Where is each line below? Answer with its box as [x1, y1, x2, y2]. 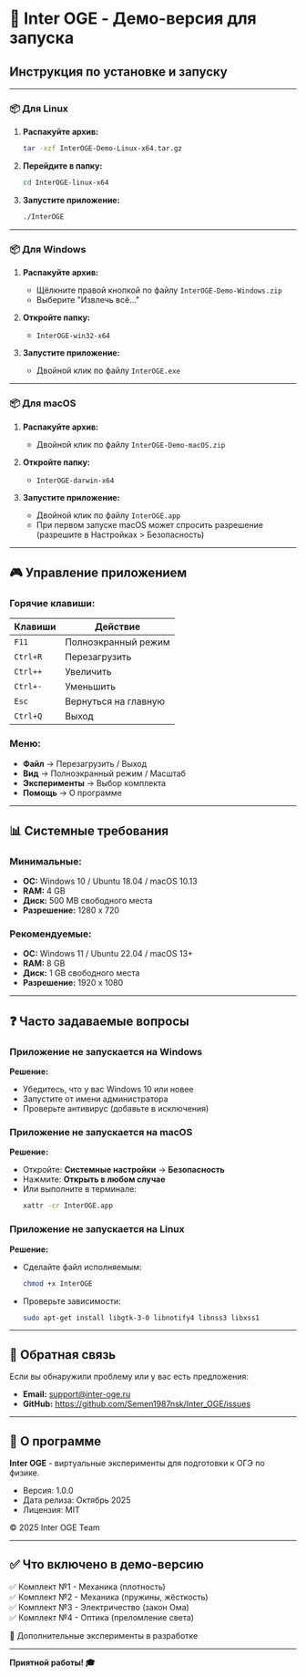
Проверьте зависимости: [22, 1295, 121, 1307]
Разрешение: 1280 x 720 [22, 905, 120, 916]
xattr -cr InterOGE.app [22, 1201, 114, 1211]
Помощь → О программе [22, 787, 123, 798]
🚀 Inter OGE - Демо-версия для [9, 8, 257, 29]
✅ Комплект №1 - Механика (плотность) [9, 1581, 166, 1592]
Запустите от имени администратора [22, 1093, 168, 1104]
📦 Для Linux [9, 102, 68, 115]
